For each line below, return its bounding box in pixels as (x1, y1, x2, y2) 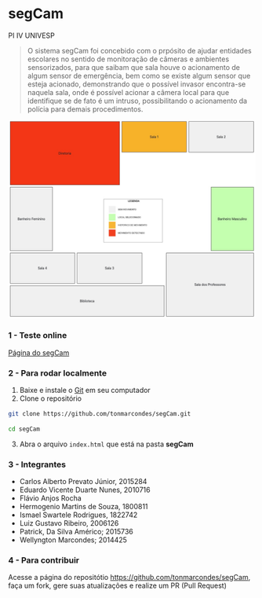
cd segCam (8, 425, 41, 433)
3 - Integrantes (8, 459, 67, 470)
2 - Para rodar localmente (8, 367, 107, 378)
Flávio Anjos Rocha (19, 493, 82, 503)
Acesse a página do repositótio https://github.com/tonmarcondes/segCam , (8, 573, 251, 582)
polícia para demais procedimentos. (27, 104, 144, 114)
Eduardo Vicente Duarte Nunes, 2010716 (19, 485, 151, 495)
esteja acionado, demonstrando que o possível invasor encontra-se (27, 79, 246, 89)
